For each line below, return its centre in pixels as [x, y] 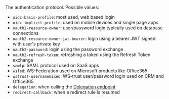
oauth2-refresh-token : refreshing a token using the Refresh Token [81, 55]
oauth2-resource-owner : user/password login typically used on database [88, 28]
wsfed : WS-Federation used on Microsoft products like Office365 [80, 71]
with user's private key [36, 44]
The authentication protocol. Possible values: [52, 7]
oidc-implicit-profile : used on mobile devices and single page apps [85, 22]
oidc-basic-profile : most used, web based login [64, 17]
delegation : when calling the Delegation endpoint [64, 87]
